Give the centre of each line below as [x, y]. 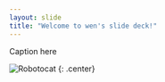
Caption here [33, 51]
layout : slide [36, 17]
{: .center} [76, 69]
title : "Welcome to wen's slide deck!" [83, 26]
